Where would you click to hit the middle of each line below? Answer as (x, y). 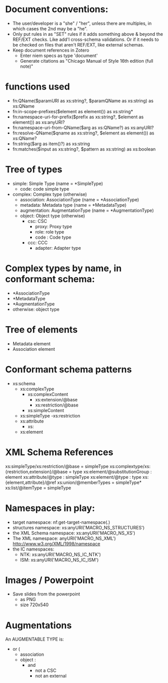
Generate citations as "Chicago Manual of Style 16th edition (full (87, 61)
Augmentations (39, 625)
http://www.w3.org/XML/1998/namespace (56, 543)
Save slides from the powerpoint (46, 594)
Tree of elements (42, 329)
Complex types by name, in (64, 268)
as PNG (28, 600)
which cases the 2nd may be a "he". (50, 28)
